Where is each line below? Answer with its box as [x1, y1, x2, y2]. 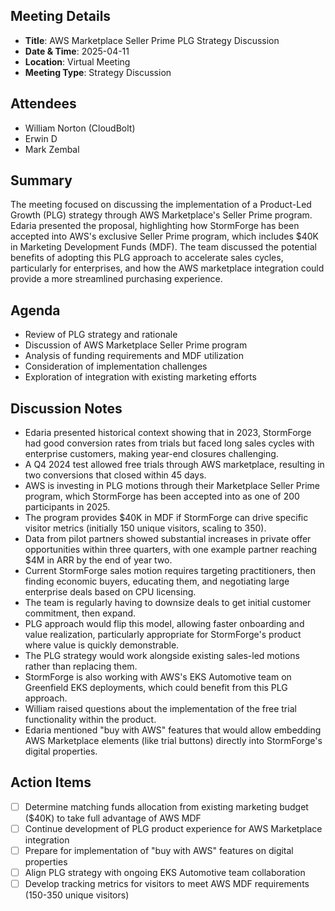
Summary [10, 172, 73, 189]
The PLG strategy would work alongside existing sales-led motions [24, 650, 301, 662]
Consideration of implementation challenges [24, 360, 208, 373]
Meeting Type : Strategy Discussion [24, 66, 172, 78]
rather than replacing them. [24, 660, 138, 673]
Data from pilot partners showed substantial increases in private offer [24, 533, 312, 545]
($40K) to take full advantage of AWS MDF [24, 812, 202, 824]
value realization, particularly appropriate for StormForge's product [24, 629, 302, 641]
